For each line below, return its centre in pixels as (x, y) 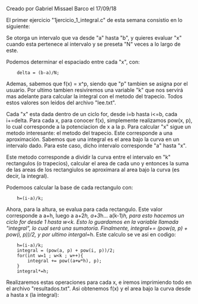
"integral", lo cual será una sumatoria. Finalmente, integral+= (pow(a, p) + (97, 228)
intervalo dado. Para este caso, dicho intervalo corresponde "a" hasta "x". (96, 145)
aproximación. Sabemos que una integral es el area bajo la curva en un (93, 139)
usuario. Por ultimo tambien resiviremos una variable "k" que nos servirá (95, 90)
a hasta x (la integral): (33, 295)
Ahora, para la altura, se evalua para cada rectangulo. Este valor (84, 209)
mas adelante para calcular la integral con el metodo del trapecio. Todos (94, 96)
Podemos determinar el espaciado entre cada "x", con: (73, 62)
